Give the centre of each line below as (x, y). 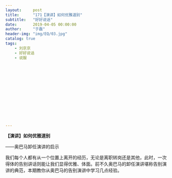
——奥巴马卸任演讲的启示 (32, 147)
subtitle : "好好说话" (29, 19)
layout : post (24, 10)
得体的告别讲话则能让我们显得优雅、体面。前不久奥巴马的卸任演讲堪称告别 (84, 164)
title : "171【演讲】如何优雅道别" (44, 15)
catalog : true (20, 39)
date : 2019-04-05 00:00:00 (41, 24)
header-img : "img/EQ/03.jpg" (36, 34)
